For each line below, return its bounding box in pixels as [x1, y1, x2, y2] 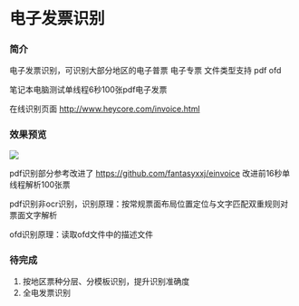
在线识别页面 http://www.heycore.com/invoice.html [9, 103, 201, 114]
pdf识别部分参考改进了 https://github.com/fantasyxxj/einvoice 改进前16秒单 [9, 167, 291, 178]
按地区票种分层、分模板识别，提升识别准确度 [22, 276, 190, 287]
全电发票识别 [22, 287, 71, 299]
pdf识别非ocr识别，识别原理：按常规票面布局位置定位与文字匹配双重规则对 [9, 198, 288, 209]
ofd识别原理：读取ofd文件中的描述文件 [9, 228, 154, 240]
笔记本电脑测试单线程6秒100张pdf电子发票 [9, 84, 168, 95]
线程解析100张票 [9, 178, 71, 190]
